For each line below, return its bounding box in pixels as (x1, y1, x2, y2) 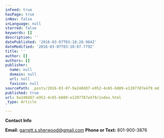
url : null (9, 76, 30, 81)
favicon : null (9, 81, 39, 86)
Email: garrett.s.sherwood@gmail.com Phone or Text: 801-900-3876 (5, 127, 148, 133)
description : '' (5, 35, 39, 40)
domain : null (9, 72, 37, 77)
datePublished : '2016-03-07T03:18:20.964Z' (5, 40, 97, 45)
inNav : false (5, 16, 32, 21)
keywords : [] (5, 30, 32, 35)
